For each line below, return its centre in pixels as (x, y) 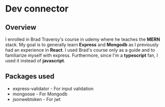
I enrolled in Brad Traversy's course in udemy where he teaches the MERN (83, 39)
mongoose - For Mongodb (40, 94)
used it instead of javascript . (35, 61)
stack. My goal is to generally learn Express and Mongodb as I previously (82, 45)
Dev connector (37, 9)
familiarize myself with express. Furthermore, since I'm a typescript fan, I (81, 55)
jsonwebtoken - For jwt (36, 99)
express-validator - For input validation (53, 88)
